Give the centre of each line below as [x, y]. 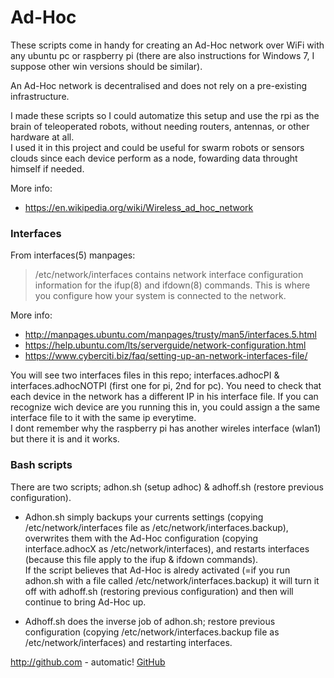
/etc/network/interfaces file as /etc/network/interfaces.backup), [156, 527]
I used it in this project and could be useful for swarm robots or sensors [157, 147]
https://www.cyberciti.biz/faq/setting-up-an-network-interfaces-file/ [166, 356]
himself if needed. [47, 168]
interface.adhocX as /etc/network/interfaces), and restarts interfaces [167, 548]
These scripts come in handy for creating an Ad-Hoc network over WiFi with [167, 45]
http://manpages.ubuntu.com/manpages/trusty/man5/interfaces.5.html [170, 335]
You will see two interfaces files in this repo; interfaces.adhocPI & [145, 375]
